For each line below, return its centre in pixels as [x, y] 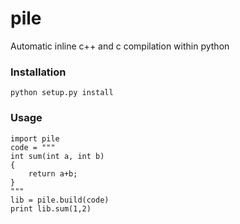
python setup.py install [62, 93]
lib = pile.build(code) [60, 200]
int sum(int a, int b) [57, 156]
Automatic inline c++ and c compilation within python [120, 46]
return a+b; [53, 173]
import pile [35, 138]
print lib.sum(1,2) [51, 208]
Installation [38, 72]
